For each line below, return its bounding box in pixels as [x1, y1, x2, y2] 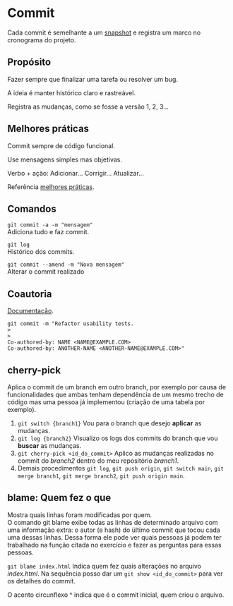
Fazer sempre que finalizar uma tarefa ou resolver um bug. [7, 75, 179, 83]
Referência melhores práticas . [7, 182, 95, 191]
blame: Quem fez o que [7, 492, 112, 504]
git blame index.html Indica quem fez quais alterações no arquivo [7, 562, 201, 570]
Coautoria [7, 288, 52, 300]
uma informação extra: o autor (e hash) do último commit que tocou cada [7, 526, 220, 534]
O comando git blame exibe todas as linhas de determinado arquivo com [7, 518, 218, 526]
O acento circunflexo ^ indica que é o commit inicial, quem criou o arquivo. [7, 590, 225, 599]
